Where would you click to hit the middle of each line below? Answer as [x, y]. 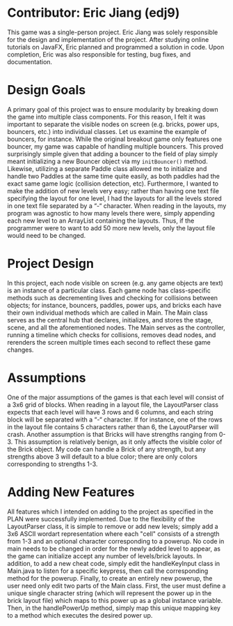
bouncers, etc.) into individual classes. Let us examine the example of [107, 131]
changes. [21, 350]
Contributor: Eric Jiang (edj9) [94, 13]
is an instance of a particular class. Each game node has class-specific [109, 290]
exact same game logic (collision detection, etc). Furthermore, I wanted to [113, 184]
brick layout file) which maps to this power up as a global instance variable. [115, 600]
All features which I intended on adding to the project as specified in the [110, 512]
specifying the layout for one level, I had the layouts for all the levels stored [115, 198]
